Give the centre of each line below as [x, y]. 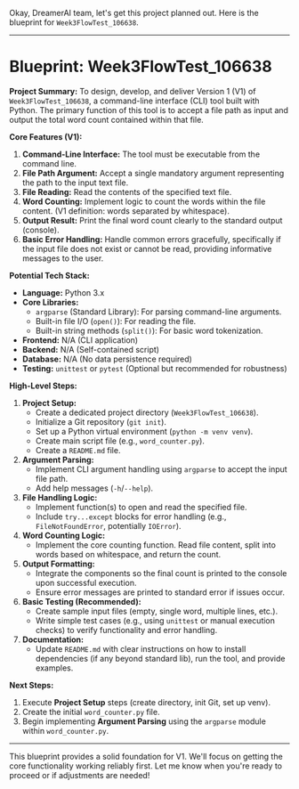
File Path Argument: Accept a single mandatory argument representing [153, 173]
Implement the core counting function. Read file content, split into [155, 545]
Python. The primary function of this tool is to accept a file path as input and [149, 110]
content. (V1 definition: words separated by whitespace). [125, 211]
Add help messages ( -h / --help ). [94, 488]
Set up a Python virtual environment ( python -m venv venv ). [144, 431]
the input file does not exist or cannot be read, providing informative [147, 248]
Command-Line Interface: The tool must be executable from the [141, 154]
